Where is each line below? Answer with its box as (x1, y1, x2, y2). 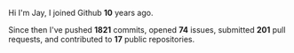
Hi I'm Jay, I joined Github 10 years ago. (8, 8, 154, 18)
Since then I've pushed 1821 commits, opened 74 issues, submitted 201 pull (8, 25, 286, 34)
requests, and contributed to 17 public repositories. (8, 34, 195, 44)
